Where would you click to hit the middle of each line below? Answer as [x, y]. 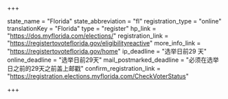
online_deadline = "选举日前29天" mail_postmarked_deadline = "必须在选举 [113, 60]
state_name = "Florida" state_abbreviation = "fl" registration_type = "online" [114, 21]
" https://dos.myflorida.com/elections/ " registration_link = [88, 36]
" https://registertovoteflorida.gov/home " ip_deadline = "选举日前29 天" [107, 51]
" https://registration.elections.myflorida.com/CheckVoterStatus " [98, 76]
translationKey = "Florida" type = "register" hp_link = [82, 29]
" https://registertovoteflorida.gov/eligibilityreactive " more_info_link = [104, 43]
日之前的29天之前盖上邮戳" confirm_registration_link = [84, 68]
